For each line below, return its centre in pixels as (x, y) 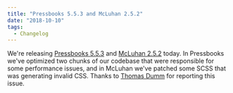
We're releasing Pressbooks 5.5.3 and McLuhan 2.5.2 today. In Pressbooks (116, 54)
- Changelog (31, 33)
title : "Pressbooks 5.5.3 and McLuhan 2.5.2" (75, 14)
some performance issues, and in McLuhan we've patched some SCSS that (117, 68)
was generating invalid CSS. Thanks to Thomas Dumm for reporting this (111, 76)
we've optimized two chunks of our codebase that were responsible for (111, 61)
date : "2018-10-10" (36, 20)
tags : (15, 27)
